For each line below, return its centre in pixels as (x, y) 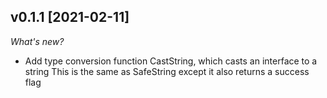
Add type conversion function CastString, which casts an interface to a (171, 61)
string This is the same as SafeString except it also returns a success (167, 71)
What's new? (37, 41)
